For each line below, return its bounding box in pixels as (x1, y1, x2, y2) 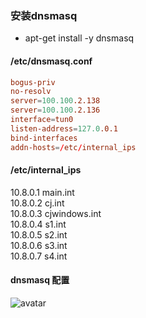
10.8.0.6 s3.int (10, 239, 68, 251)
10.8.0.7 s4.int (10, 250, 68, 262)
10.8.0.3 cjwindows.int (10, 207, 102, 219)
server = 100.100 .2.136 (10, 105, 101, 116)
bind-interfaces (10, 133, 78, 143)
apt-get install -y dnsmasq (24, 32, 135, 44)
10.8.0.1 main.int (10, 186, 75, 198)
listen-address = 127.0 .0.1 (10, 123, 118, 134)
